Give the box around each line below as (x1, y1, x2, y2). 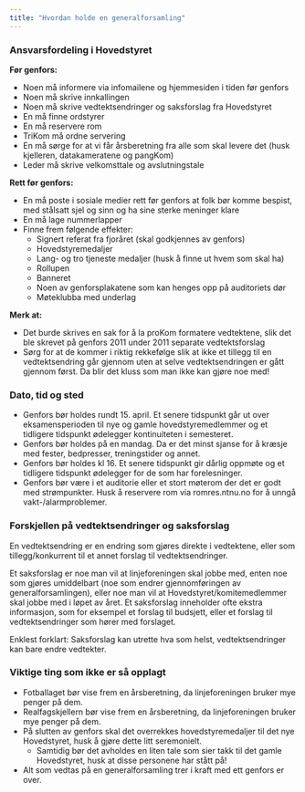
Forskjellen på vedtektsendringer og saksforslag (9, 519, 230, 532)
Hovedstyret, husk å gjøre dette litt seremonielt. (22, 735, 203, 746)
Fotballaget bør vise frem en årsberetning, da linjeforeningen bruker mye (22, 686, 297, 698)
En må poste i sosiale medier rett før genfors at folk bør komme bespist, (22, 194, 293, 205)
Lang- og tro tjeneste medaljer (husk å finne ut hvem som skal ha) (36, 253, 285, 264)
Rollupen (36, 262, 70, 274)
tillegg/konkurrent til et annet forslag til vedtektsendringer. (9, 549, 228, 561)
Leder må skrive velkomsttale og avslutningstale (22, 159, 205, 170)
